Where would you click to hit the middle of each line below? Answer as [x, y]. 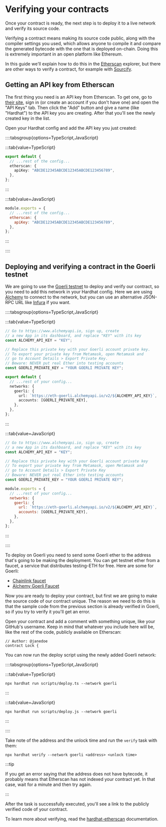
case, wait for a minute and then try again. [49, 784]
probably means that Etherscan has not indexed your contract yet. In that [80, 779]
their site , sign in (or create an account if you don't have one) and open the [82, 102]
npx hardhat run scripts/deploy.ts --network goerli [61, 683]
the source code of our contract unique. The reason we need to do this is [80, 601]
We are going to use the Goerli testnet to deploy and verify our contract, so [82, 287]
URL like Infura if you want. [43, 303]
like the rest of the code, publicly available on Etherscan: [63, 632]
